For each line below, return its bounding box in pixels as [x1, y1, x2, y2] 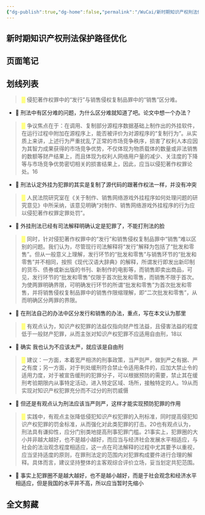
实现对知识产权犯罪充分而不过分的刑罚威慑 [21, 387, 129, 394]
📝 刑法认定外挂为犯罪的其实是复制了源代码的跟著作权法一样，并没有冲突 [15, 181, 197, 189]
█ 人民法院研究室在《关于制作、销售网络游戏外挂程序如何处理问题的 [21, 194, 193, 201]
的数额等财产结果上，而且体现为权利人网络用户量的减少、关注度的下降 [21, 152, 198, 160]
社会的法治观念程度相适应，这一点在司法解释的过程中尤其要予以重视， [21, 443, 198, 451]
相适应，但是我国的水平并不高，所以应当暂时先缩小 [15, 479, 144, 487]
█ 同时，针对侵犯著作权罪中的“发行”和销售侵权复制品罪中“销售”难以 [21, 235, 192, 242]
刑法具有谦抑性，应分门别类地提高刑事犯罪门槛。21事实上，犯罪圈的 [21, 428, 193, 435]
